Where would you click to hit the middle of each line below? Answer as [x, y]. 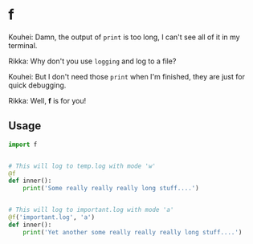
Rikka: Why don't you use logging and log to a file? [92, 61]
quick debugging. [37, 85]
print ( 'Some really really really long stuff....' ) [111, 189]
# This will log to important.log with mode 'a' [91, 210]
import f [23, 144]
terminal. [23, 45]
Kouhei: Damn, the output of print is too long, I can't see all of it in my [124, 37]
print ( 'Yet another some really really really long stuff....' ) [133, 232]
